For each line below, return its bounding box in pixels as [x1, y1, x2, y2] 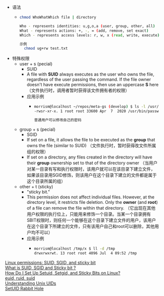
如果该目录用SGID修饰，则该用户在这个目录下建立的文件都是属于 [26, 172, 157, 178]
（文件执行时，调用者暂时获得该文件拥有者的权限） [26, 87, 130, 94]
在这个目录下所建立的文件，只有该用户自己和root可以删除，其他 [26, 223, 155, 229]
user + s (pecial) [19, 61, 53, 67]
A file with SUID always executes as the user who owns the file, [26, 71, 155, 77]
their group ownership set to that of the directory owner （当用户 [26, 160, 158, 166]
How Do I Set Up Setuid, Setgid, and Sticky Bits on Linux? [5, 270, 121, 276]
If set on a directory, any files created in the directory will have [26, 154, 153, 160]
